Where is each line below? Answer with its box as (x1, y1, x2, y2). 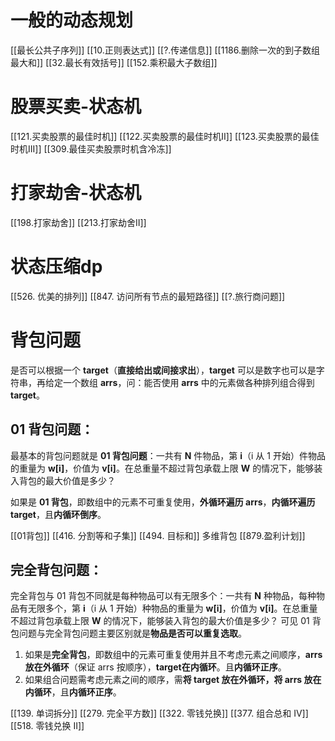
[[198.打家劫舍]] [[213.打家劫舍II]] (10, 216, 147, 228)
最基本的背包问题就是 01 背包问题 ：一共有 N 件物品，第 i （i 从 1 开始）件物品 (10, 449, 326, 461)
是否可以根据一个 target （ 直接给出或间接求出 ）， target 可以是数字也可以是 (10, 364, 317, 376)
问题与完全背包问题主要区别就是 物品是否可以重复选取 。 (18, 627, 247, 640)
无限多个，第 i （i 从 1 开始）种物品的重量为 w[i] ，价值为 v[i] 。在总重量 (27, 602, 318, 615)
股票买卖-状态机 (10, 96, 142, 118)
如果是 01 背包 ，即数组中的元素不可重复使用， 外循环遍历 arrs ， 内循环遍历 (10, 496, 316, 508)
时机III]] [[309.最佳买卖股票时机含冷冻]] (10, 142, 172, 155)
